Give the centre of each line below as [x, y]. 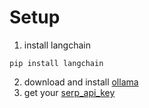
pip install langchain [56, 63]
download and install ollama [81, 82]
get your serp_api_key [69, 92]
